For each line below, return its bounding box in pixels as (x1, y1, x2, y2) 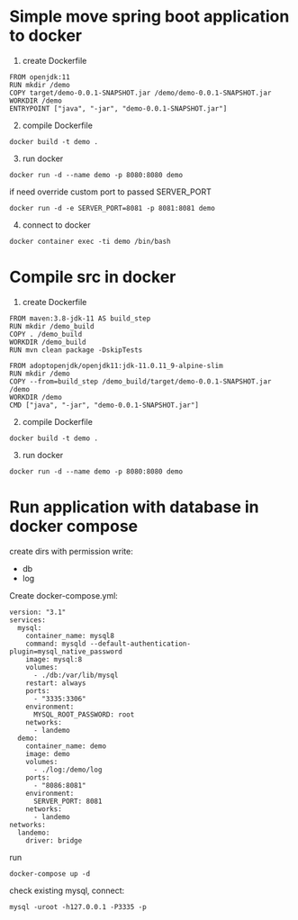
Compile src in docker (9, 267, 176, 287)
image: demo (25, 749, 70, 758)
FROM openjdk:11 (9, 72, 70, 82)
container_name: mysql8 (25, 631, 115, 640)
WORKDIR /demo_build (9, 338, 87, 347)
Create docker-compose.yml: (9, 590, 119, 600)
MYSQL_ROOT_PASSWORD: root (32, 709, 135, 719)
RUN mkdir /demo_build (9, 321, 95, 330)
